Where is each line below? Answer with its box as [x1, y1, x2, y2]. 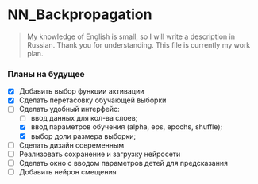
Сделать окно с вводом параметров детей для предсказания [18, 158, 228, 167]
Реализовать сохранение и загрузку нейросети [18, 149, 181, 159]
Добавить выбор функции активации [18, 86, 144, 96]
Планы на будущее [7, 68, 85, 79]
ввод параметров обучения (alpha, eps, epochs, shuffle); [30, 122, 223, 132]
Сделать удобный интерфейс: [18, 105, 120, 114]
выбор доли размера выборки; [30, 131, 137, 140]
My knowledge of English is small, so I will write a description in [26, 32, 236, 41]
